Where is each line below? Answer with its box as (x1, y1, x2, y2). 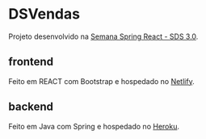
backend (8, 100, 54, 114)
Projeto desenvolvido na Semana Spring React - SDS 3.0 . (8, 32, 199, 41)
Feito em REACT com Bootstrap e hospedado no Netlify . (8, 76, 195, 86)
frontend (8, 55, 54, 69)
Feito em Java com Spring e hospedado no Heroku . (8, 121, 180, 131)
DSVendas (8, 5, 81, 23)
